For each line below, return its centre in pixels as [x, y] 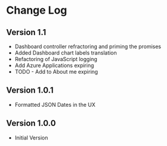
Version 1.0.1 [30, 91]
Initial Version [31, 138]
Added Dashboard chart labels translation [66, 53]
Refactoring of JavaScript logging [56, 59]
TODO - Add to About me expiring [56, 72]
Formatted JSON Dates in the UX [55, 104]
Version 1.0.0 [31, 123]
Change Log [37, 10]
